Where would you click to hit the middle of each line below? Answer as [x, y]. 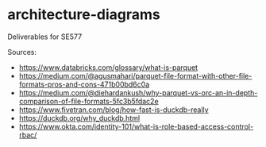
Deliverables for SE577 [45, 37]
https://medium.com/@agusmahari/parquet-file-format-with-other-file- [135, 75]
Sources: [22, 52]
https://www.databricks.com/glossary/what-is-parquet [108, 67]
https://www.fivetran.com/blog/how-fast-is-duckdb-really [114, 110]
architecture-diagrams [84, 15]
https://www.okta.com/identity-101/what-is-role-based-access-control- [136, 126]
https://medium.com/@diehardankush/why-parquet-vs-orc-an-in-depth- [138, 92]
